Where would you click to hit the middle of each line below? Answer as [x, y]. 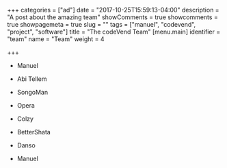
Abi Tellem [32, 79]
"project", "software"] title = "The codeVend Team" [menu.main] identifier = [114, 32]
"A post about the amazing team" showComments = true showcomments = [113, 17]
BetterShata [34, 132]
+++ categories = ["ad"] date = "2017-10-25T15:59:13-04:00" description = [113, 10]
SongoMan [32, 92]
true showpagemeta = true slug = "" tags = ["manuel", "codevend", [102, 24]
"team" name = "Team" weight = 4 [56, 39]
